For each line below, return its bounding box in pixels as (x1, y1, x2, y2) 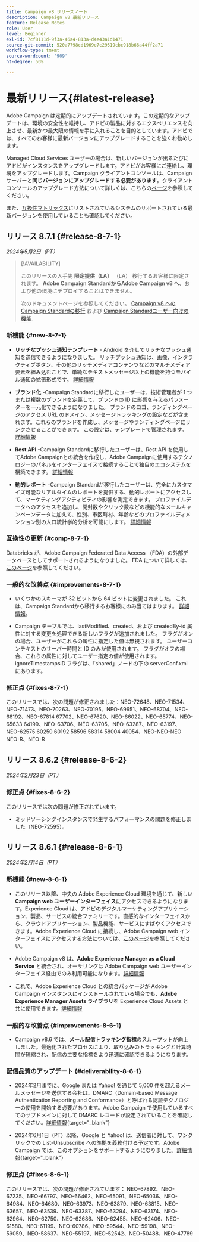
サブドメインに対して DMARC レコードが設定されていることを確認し (25, 1111, 193, 1119)
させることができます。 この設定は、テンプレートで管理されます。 (25, 426, 187, 433)
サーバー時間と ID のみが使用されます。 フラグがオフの (46, 645, 180, 652)
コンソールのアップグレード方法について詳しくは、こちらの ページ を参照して (6, 184, 193, 191)
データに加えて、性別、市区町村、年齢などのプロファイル (35, 510, 176, 518)
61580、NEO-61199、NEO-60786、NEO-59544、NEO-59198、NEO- (6, 1222, 175, 1229)
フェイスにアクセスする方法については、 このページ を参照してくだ (24, 934, 186, 942)
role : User (6, 25, 33, 32)
